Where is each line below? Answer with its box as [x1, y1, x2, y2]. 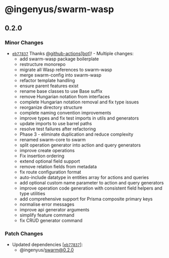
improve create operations [19, 147, 75, 153]
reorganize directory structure [19, 104, 82, 110]
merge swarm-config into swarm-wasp [19, 72, 102, 78]
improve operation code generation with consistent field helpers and [19, 185, 162, 191]
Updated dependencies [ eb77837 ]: [12, 242, 83, 248]
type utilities [19, 190, 46, 196]
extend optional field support [19, 158, 80, 164]
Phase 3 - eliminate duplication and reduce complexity [19, 131, 134, 137]
